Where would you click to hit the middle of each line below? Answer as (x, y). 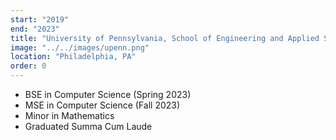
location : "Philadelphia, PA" (73, 57)
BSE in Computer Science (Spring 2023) (108, 94)
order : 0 (28, 66)
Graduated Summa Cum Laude (88, 126)
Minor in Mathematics (69, 115)
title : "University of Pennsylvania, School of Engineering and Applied (165, 38)
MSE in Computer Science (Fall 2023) (102, 105)
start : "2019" (40, 19)
